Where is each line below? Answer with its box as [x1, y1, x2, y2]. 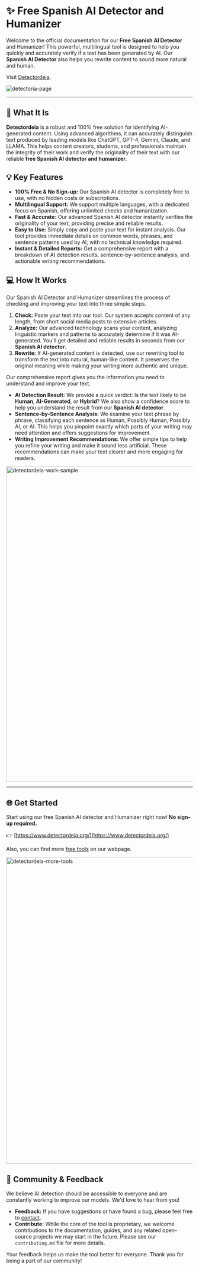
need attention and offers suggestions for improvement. [14, 429, 152, 437]
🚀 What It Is [6, 108, 49, 118]
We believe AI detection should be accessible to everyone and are [6, 1190, 168, 1197]
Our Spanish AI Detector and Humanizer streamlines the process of [6, 294, 171, 301]
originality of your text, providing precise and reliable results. [14, 220, 163, 227]
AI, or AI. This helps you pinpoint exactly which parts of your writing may [14, 423, 192, 430]
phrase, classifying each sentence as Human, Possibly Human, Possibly [14, 417, 191, 424]
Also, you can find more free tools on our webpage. [6, 846, 132, 853]
